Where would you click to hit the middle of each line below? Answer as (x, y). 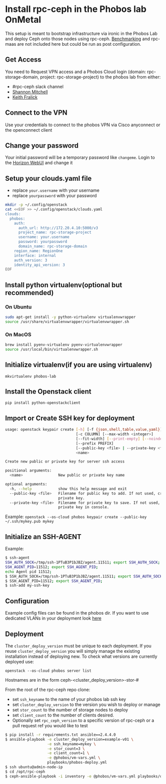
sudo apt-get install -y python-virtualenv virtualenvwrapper (70, 317)
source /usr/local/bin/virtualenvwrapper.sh (52, 349)
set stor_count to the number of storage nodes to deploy (70, 709)
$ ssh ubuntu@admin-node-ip (34, 767)
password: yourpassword (43, 242)
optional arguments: (26, 484)
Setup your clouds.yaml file (48, 178)
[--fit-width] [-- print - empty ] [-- (112, 439)
